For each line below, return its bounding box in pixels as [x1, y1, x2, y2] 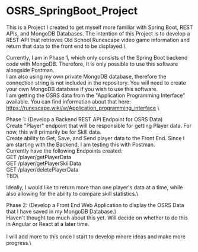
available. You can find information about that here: [6, 98, 132, 105]
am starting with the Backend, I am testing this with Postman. [6, 141, 155, 148]
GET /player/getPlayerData [6, 153, 72, 160]
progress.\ [6, 239, 31, 246]
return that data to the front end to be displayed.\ [6, 43, 126, 50]
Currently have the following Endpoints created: [6, 147, 123, 154]
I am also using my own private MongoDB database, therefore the [6, 73, 167, 80]
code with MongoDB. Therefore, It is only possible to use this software [6, 60, 178, 67]
